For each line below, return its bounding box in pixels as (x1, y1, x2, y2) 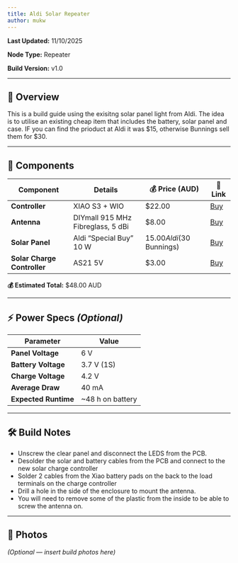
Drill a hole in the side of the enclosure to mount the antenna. (17, 487, 196, 495)
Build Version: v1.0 (7, 64, 63, 72)
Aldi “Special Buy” (73, 233, 134, 243)
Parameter (24, 336, 61, 346)
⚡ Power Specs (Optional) (7, 312, 123, 324)
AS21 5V (73, 258, 104, 268)
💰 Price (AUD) (149, 183, 200, 193)
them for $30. (7, 132, 47, 141)
